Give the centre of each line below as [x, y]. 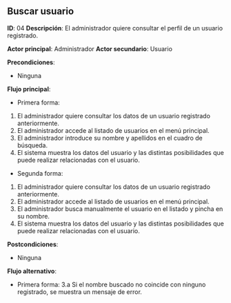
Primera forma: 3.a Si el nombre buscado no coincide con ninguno [111, 284]
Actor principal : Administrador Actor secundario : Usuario [90, 48]
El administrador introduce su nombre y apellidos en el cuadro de [110, 138]
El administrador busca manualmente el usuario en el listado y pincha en [120, 209]
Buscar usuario [41, 11]
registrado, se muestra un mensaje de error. [80, 292]
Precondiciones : [31, 62]
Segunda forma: [40, 173]
